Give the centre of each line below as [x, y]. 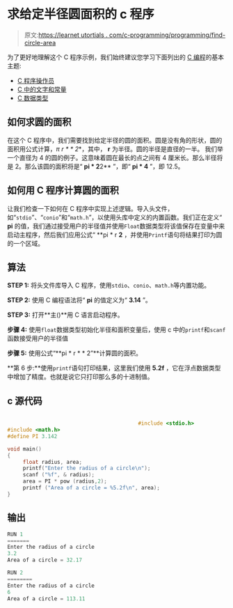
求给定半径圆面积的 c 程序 [81, 14]
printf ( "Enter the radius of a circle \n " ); [87, 468]
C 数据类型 [33, 98]
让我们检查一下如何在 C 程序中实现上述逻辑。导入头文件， [90, 208]
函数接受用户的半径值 [38, 338]
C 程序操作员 [35, 80]
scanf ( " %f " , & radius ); [59, 475]
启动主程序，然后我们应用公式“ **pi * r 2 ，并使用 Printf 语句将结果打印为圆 [115, 235]
